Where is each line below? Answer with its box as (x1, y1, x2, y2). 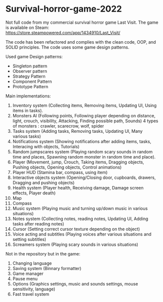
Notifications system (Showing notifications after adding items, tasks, (12, 138, 152, 144)
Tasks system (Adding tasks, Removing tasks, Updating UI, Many (12, 128, 143, 134)
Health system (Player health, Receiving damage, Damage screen (12, 185, 144, 191)
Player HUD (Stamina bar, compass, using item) (12, 169, 108, 175)
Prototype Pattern (12, 83, 49, 89)
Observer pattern (12, 68, 48, 74)
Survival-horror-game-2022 (5, 3, 122, 15)
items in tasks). (12, 108, 43, 113)
